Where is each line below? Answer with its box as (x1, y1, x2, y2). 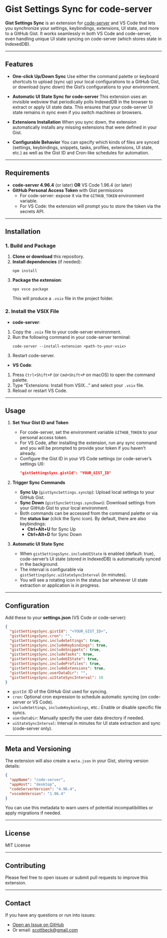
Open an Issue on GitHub (12, 922, 64, 928)
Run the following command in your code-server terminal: (12, 334, 131, 340)
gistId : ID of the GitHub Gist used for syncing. (12, 689, 108, 695)
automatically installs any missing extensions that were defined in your (12, 124, 158, 130)
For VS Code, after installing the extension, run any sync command (19, 440, 157, 446)
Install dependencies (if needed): (12, 259, 82, 265)
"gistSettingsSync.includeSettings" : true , (9, 638, 101, 643)
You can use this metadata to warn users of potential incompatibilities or (5, 805, 153, 811)
